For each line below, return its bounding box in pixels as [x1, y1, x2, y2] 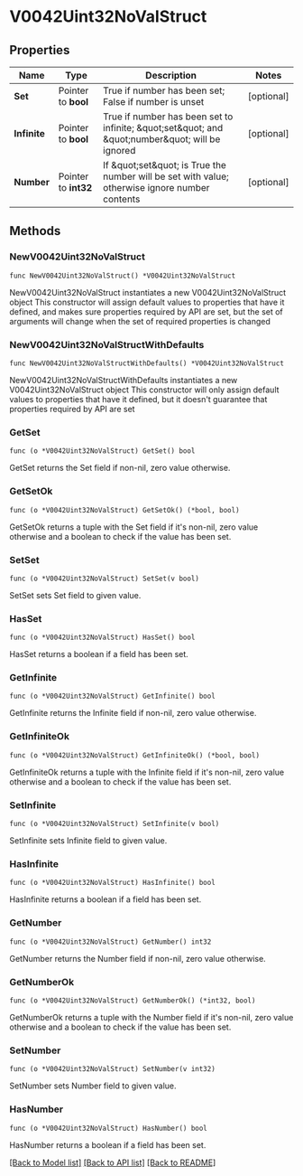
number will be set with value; [103, 170, 229, 183]
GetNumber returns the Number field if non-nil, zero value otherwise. [9, 953, 266, 964]
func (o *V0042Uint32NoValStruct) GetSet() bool [9, 447, 196, 456]
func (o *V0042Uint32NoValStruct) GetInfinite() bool [9, 691, 216, 701]
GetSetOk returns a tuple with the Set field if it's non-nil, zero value [9, 522, 259, 532]
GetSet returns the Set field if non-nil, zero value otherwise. [9, 463, 231, 474]
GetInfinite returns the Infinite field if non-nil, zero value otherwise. [9, 708, 257, 719]
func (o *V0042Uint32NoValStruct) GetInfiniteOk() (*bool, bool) [9, 750, 260, 760]
